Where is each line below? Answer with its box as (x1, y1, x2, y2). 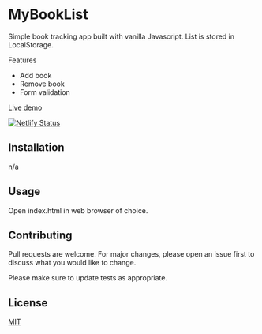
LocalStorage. (8, 39, 54, 49)
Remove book (19, 79, 65, 88)
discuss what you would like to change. (8, 258, 137, 268)
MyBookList (8, 6, 88, 24)
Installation (8, 141, 65, 155)
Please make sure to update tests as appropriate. (8, 273, 168, 283)
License (8, 296, 48, 310)
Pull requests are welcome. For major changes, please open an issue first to (8, 250, 255, 259)
